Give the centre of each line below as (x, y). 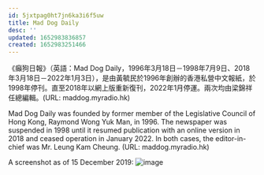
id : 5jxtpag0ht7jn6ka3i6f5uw (56, 15)
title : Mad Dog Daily (44, 23)
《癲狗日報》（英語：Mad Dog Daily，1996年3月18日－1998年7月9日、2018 (129, 69)
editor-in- (231, 139)
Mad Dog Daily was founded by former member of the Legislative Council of (132, 114)
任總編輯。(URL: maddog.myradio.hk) (69, 98)
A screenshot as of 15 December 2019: (71, 162)
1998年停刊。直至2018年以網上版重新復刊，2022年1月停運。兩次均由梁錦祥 (130, 88)
